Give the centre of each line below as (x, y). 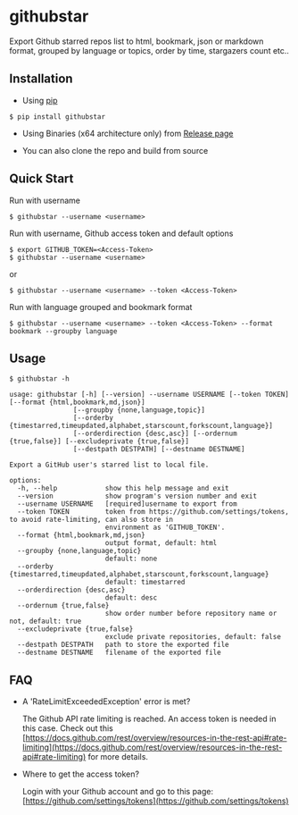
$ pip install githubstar (57, 117)
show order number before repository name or (191, 614)
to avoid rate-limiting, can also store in (91, 520)
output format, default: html (161, 543)
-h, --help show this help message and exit (123, 489)
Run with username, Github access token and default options (121, 233)
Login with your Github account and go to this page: (118, 792)
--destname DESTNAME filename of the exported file (119, 653)
